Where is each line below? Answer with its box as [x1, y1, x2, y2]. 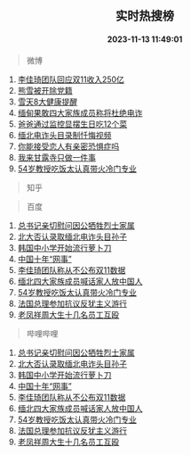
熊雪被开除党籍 [17, 85, 73, 95]
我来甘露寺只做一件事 [17, 152, 96, 162]
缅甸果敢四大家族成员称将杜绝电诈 [17, 107, 143, 118]
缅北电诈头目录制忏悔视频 [17, 129, 112, 140]
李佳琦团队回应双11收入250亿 [17, 74, 124, 85]
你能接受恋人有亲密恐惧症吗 [17, 141, 120, 152]
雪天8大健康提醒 [17, 96, 78, 107]
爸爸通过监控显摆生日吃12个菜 [17, 119, 128, 129]
